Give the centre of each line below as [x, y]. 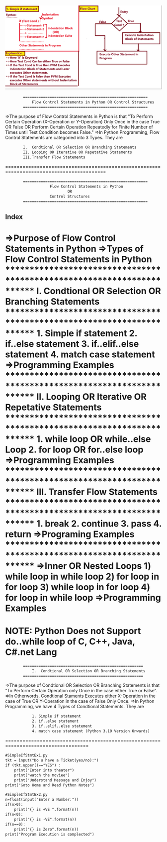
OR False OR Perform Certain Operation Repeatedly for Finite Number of [79, 127]
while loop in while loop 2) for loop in [82, 577]
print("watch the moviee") [42, 775]
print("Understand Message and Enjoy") [55, 780]
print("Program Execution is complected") [50, 834]
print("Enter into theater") [44, 770]
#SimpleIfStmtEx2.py [27, 794]
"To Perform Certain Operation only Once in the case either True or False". [81, 690]
